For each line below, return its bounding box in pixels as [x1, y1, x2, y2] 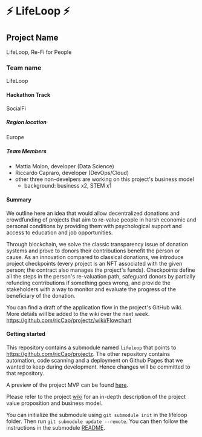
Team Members [6, 148, 47, 155]
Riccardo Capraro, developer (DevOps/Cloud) [15, 169, 129, 177]
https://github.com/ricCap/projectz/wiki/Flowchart [6, 317, 132, 324]
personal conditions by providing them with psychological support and [6, 222, 182, 229]
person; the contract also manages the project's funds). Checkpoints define [6, 266, 195, 274]
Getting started [6, 330, 45, 338]
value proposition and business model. [6, 399, 103, 407]
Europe [6, 134, 24, 141]
